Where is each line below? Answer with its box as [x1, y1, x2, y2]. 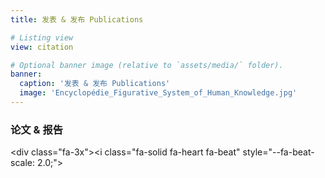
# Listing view [10, 32, 74, 43]
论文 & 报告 [10, 122, 64, 136]
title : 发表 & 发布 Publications [10, 14, 144, 25]
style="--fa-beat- [242, 146, 315, 158]
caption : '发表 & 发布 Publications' [19, 79, 171, 89]
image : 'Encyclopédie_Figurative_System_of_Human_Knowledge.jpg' [19, 88, 298, 98]
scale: [10, 157, 35, 169]
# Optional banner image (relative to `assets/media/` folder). [10, 60, 284, 70]
